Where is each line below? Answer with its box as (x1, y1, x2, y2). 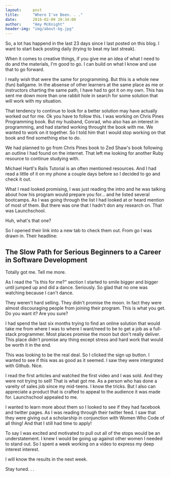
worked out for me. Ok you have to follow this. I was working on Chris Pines (5, 113, 164, 120)
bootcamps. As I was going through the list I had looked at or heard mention (5, 197, 164, 203)
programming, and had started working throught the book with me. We (5, 124, 154, 130)
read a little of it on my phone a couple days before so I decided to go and (5, 171, 160, 177)
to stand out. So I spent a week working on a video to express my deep (5, 441, 154, 447)
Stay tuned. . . (5, 466, 35, 472)
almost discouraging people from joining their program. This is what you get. (5, 305, 166, 311)
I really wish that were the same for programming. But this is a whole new (5, 76, 159, 82)
